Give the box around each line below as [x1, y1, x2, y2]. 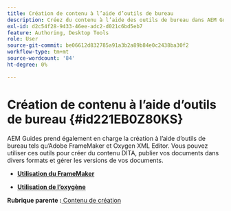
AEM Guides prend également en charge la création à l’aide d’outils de [7, 134, 206, 142]
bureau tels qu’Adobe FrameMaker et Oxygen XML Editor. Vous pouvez [7, 142, 208, 150]
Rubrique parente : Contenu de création [7, 196, 122, 204]
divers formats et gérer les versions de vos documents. [7, 156, 164, 164]
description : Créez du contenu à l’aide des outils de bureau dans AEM [7, 16, 217, 23]
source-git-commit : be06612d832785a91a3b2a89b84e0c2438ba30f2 [7, 42, 189, 49]
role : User [7, 36, 38, 43]
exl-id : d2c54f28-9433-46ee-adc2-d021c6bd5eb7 [7, 23, 143, 30]
